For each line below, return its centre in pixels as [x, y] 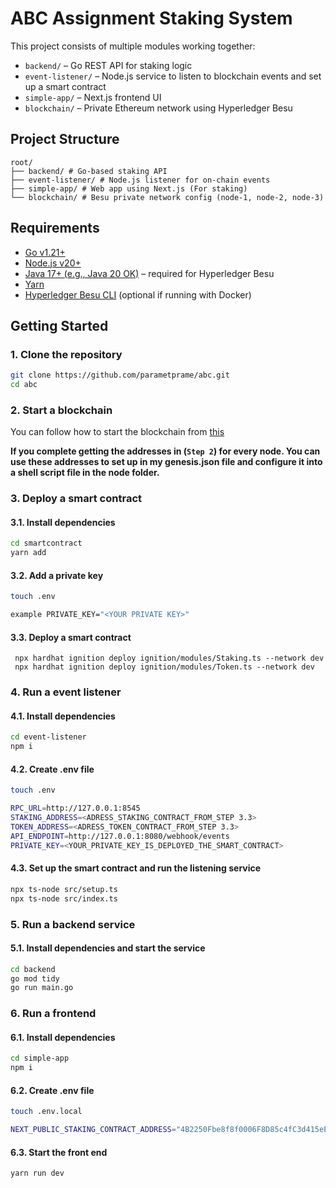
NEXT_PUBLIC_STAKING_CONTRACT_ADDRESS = [93, 1130]
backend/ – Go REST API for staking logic [108, 65]
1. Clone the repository [66, 354]
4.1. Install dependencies [63, 716]
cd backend [33, 969]
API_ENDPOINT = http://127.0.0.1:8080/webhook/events [120, 836]
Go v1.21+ [45, 252]
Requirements [55, 228]
